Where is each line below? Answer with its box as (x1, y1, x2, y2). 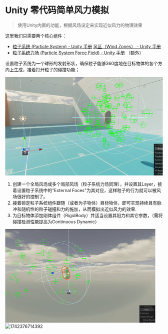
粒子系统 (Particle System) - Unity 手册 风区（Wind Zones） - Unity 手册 (12, 43, 161, 49)
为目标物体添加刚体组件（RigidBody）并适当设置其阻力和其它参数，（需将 (12, 213, 163, 219)
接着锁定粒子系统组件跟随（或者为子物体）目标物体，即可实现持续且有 (12, 200, 157, 206)
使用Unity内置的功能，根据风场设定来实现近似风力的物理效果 (17, 22, 142, 28)
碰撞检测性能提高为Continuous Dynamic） (12, 219, 99, 225)
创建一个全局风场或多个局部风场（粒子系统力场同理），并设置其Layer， (12, 181, 158, 187)
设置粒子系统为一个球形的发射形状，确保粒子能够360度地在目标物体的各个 (5, 60, 158, 66)
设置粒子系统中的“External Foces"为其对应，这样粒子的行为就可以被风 (16, 188, 161, 194)
